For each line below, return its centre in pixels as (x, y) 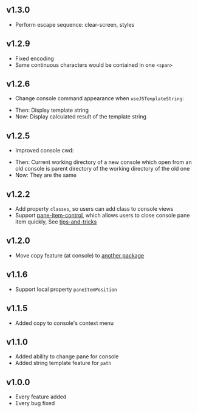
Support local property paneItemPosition (66, 289)
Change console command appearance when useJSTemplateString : (99, 98)
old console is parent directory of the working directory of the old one (102, 169)
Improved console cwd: (44, 151)
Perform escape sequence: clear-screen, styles (75, 24)
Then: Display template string (52, 110)
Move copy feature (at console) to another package (80, 255)
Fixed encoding (35, 58)
